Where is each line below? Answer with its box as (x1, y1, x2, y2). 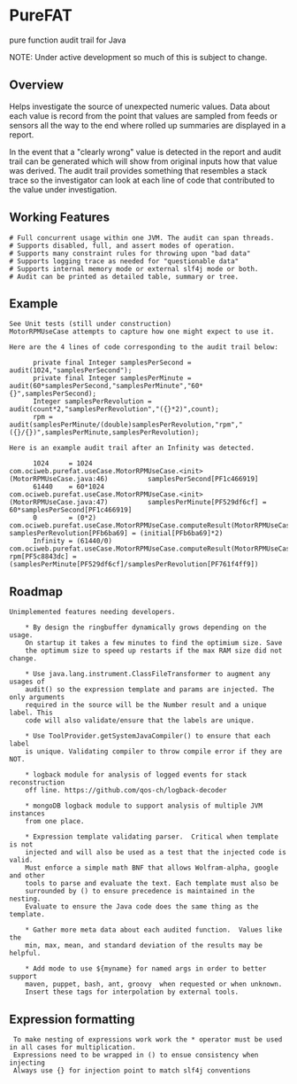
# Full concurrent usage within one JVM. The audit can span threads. (9, 233, 275, 242)
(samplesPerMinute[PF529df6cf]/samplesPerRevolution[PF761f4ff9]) (9, 560, 259, 569)
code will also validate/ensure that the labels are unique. (25, 716, 255, 725)
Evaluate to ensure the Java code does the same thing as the (25, 902, 259, 911)
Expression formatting (9, 1011, 135, 1026)
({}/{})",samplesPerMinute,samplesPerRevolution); (9, 428, 200, 437)
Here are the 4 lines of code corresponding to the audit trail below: (9, 343, 278, 352)
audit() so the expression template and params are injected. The (25, 685, 275, 694)
